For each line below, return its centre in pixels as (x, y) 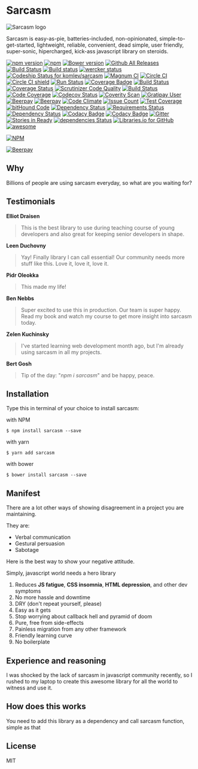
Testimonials (31, 202)
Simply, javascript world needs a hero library (61, 573)
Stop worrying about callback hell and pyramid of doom (83, 617)
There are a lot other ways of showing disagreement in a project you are (95, 508)
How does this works (46, 707)
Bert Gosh (19, 364)
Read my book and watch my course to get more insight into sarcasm (106, 316)
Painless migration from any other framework (71, 629)
